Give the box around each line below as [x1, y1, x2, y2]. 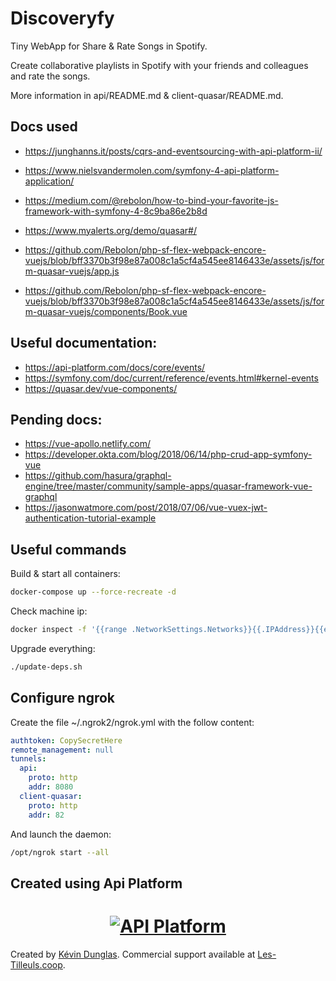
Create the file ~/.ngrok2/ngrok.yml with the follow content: [10, 716, 255, 728]
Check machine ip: [10, 605, 88, 617]
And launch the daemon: [10, 828, 112, 840]
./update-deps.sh [10, 662, 83, 672]
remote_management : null [10, 745, 114, 755]
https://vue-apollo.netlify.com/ [24, 438, 152, 450]
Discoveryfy [10, 7, 115, 30]
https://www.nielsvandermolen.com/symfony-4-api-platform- [24, 164, 280, 176]
